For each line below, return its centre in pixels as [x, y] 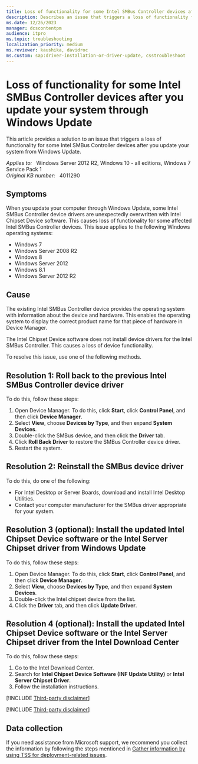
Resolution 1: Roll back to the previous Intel [86, 376]
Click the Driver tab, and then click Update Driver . [76, 605]
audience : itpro [26, 34]
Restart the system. [38, 448]
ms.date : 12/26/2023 [32, 22]
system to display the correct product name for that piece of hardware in [94, 321]
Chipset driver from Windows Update [76, 548]
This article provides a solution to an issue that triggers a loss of [84, 139]
